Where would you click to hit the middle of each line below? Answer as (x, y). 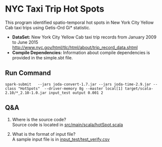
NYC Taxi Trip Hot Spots (55, 9)
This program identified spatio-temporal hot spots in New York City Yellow (80, 22)
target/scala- (139, 89)
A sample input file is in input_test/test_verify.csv (61, 139)
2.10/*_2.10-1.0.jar (26, 93)
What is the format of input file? (44, 134)
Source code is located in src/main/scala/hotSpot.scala (67, 125)
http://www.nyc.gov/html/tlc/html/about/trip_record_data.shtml (75, 47)
